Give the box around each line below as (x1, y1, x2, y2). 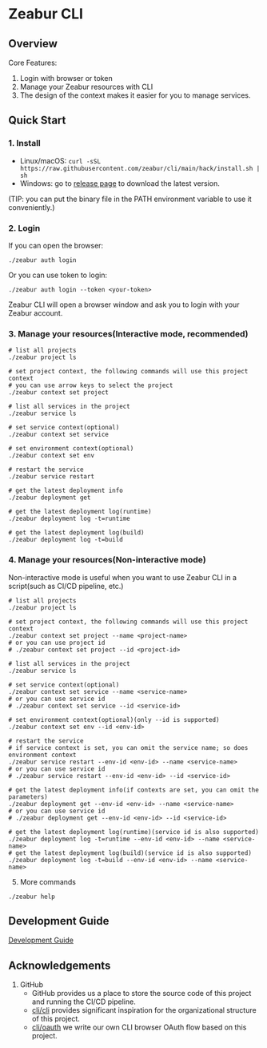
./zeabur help (8, 893, 56, 901)
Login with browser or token (19, 74, 114, 83)
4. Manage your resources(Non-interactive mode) (8, 554, 206, 566)
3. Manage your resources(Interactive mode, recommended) (8, 328, 249, 339)
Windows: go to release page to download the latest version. (19, 178, 220, 188)
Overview (8, 37, 58, 50)
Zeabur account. (8, 308, 63, 317)
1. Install (8, 138, 42, 149)
